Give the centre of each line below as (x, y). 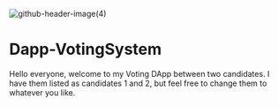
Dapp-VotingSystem (86, 50)
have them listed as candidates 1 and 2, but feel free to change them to (138, 83)
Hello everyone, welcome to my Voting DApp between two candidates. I (139, 73)
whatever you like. (42, 92)
